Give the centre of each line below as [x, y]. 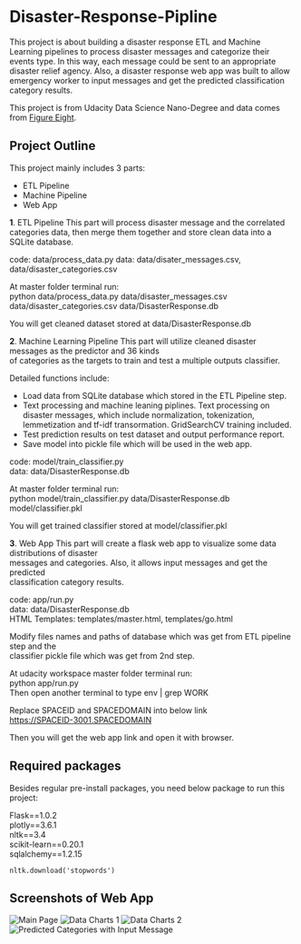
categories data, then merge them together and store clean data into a [141, 232]
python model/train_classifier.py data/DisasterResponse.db [120, 498]
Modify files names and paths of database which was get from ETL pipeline [150, 636]
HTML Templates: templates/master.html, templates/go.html [121, 619]
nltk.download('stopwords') [63, 870]
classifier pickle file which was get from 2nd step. [102, 655]
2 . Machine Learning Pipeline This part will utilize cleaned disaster [133, 341]
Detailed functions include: [60, 378]
